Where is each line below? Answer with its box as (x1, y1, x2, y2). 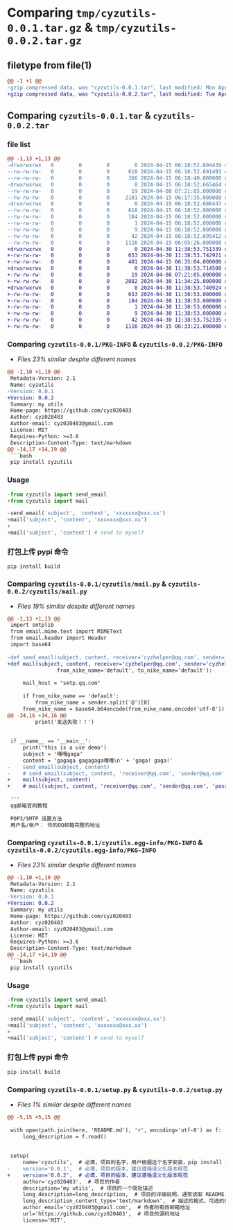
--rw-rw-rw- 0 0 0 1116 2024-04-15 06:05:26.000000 (7, 239, 222, 246)
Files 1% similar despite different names (17, 1100, 132, 1109)
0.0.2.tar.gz (7, 35, 82, 48)
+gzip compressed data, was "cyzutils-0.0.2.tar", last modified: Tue (7, 90, 216, 98)
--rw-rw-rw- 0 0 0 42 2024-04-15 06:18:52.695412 (7, 232, 222, 240)
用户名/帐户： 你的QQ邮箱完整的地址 (10, 822, 101, 829)
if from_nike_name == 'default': (22, 693, 119, 700)
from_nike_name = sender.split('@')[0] (35, 699, 150, 706)
